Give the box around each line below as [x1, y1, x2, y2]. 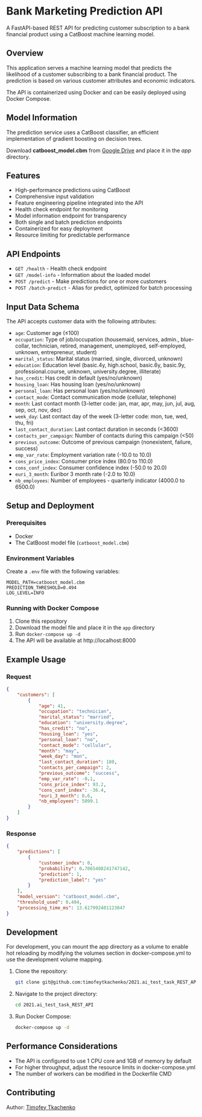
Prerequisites [6, 519, 46, 527]
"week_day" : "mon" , [38, 753, 87, 760]
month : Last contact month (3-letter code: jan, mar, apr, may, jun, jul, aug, [14, 400, 196, 407]
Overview [6, 48, 44, 59]
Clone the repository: [14, 967, 68, 975]
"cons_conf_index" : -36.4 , [38, 787, 107, 793]
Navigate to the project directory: [14, 990, 98, 998]
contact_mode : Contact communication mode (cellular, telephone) [14, 393, 177, 401]
